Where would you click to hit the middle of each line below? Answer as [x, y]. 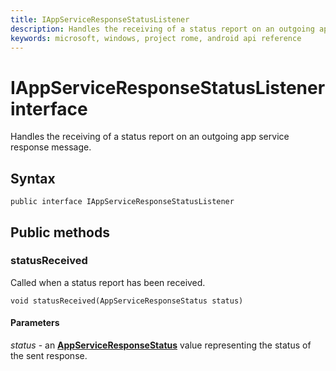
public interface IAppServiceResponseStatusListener [122, 202]
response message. [51, 147]
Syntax [33, 178]
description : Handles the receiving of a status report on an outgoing [162, 29]
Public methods [60, 232]
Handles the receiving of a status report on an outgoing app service [150, 137]
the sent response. [49, 356]
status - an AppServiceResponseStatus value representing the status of [161, 345]
